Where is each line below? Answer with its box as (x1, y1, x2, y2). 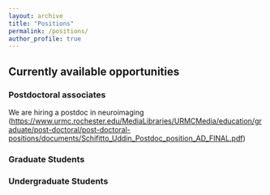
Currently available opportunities (8, 64, 180, 78)
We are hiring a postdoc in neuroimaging (8, 107, 144, 117)
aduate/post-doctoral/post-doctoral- (8, 124, 131, 134)
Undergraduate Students (8, 175, 109, 187)
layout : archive (8, 11, 63, 20)
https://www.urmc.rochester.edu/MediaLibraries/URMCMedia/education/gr (11, 115, 262, 126)
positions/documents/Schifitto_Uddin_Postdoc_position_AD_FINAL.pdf (8, 133, 243, 143)
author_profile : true (8, 34, 82, 43)
